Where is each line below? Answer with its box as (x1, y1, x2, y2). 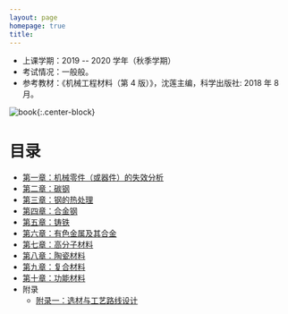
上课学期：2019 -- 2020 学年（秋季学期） (21, 55, 176, 66)
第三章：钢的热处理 (21, 194, 94, 206)
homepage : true (9, 21, 66, 30)
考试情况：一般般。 (21, 66, 94, 77)
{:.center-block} (37, 106, 96, 117)
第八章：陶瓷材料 (21, 250, 86, 261)
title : (9, 30, 34, 38)
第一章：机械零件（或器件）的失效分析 (21, 172, 164, 183)
